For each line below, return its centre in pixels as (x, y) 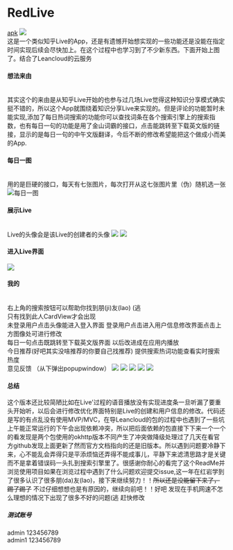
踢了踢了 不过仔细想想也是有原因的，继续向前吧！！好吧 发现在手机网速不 (112, 489)
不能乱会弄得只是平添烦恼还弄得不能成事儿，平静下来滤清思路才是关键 (126, 454)
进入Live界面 (26, 252)
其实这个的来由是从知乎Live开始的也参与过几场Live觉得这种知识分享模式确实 (116, 100)
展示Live (20, 210)
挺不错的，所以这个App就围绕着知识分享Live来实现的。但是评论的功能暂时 (113, 108)
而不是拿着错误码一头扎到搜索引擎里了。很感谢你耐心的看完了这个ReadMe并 (116, 463)
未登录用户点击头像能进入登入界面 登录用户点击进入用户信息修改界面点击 (111, 325)
